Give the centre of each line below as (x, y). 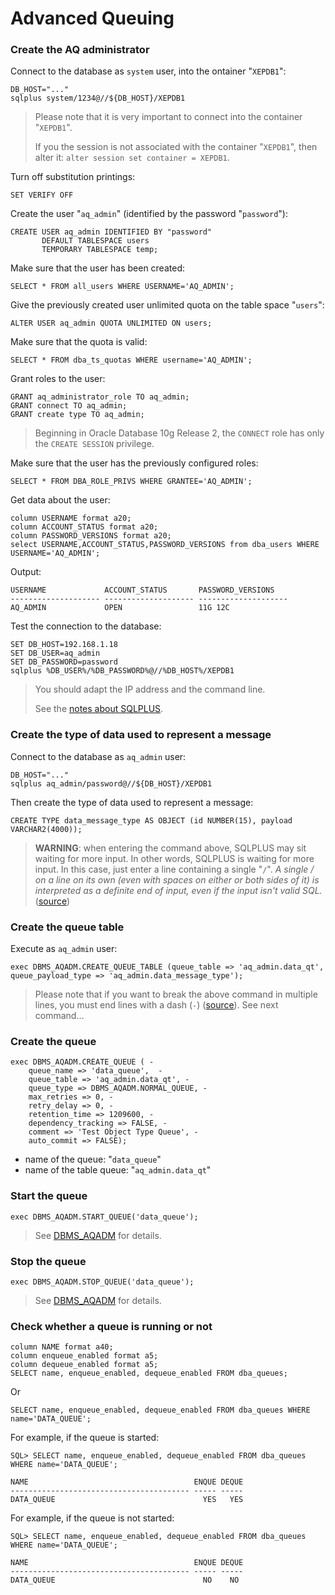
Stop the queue (48, 1261)
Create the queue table (67, 927)
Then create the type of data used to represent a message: (132, 802)
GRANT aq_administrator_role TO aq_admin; (100, 397)
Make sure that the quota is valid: (79, 342)
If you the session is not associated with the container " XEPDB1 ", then (176, 147)
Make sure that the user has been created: (97, 268)
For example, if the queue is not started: (92, 1518)
